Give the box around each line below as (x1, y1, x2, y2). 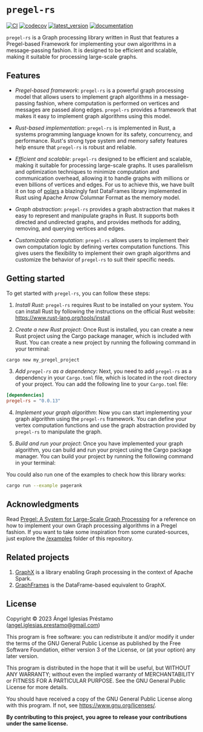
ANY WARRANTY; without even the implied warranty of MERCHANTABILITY (6, 670, 195, 678)
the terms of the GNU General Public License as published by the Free (6, 639, 181, 647)
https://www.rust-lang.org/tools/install (14, 314, 111, 321)
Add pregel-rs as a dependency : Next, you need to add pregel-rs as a (14, 368, 192, 375)
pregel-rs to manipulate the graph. (14, 428, 102, 435)
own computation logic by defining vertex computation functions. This (14, 243, 190, 250)
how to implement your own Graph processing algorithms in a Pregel (6, 522, 177, 529)
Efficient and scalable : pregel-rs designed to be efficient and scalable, (14, 155, 192, 162)
